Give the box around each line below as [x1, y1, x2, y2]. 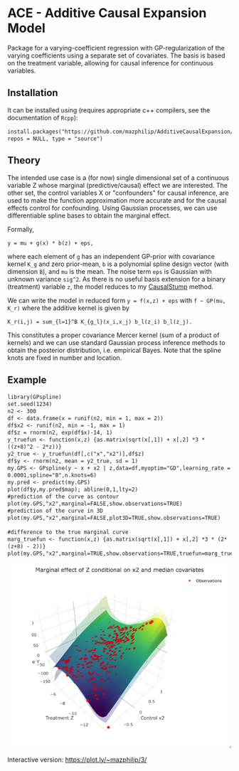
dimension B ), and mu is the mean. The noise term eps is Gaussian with [7, 267, 212, 275]
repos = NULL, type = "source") [7, 135, 103, 142]
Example [7, 373, 47, 385]
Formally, [7, 225, 34, 233]
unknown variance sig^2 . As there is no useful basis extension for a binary [7, 275, 226, 283]
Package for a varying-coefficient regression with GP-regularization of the [7, 43, 225, 52]
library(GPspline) [7, 393, 62, 401]
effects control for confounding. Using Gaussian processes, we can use [7, 203, 218, 212]
